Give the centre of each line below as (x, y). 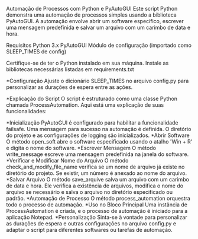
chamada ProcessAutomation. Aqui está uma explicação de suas (85, 105)
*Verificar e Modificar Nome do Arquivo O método (67, 160)
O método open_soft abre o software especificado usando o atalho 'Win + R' (99, 141)
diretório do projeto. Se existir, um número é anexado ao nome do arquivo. (97, 173)
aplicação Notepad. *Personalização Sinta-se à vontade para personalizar (97, 217)
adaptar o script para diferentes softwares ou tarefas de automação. (89, 230)
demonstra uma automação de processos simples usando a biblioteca (92, 15)
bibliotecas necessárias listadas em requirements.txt (70, 69)
